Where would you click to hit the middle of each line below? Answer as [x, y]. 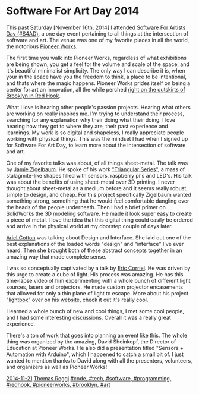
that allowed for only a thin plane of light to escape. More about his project [97, 293]
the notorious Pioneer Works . [42, 46]
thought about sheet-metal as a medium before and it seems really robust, [97, 188]
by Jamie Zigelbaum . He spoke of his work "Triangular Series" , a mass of [96, 169]
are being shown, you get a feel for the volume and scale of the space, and [98, 64]
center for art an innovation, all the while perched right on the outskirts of [96, 89]
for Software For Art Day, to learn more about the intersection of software [96, 145]
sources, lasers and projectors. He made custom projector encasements [94, 287]
